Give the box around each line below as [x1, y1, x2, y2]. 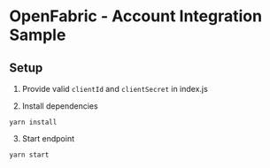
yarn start [9, 150, 50, 159]
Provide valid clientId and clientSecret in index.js [21, 84, 208, 94]
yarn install [9, 118, 58, 126]
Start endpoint [21, 134, 75, 143]
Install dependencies [21, 101, 99, 111]
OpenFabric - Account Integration [9, 6, 263, 27]
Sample [9, 25, 66, 45]
